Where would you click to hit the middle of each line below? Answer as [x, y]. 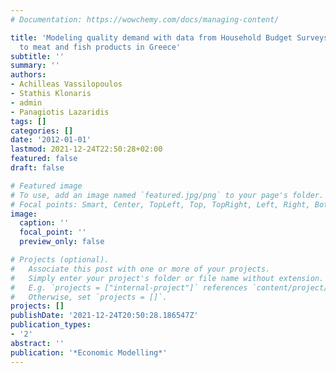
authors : [28, 75]
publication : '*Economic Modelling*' [89, 352]
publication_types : [51, 325]
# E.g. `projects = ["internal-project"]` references [129, 287]
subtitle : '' [37, 56]
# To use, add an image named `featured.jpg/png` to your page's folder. [167, 195]
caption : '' [44, 223]
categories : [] [42, 131]
